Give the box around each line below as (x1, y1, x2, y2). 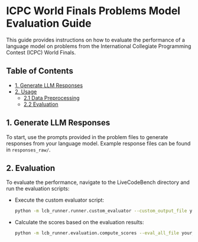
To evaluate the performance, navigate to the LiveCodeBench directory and (6, 179, 190, 186)
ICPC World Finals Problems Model (6, 4, 181, 18)
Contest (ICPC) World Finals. (6, 49, 76, 56)
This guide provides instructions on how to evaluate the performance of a (6, 36, 185, 43)
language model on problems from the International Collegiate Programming (6, 43, 191, 50)
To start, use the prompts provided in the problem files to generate (6, 133, 168, 140)
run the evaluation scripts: (6, 185, 70, 192)
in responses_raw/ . (6, 146, 51, 153)
